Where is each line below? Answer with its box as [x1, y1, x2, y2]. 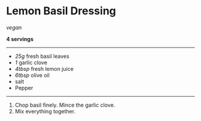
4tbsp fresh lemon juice [14, 65, 74, 72]
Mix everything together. [14, 107, 76, 114]
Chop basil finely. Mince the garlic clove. [14, 101, 115, 108]
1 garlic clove [14, 58, 48, 66]
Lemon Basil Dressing [6, 4, 117, 18]
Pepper [14, 84, 33, 91]
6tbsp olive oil [14, 72, 50, 79]
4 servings [6, 35, 34, 42]
